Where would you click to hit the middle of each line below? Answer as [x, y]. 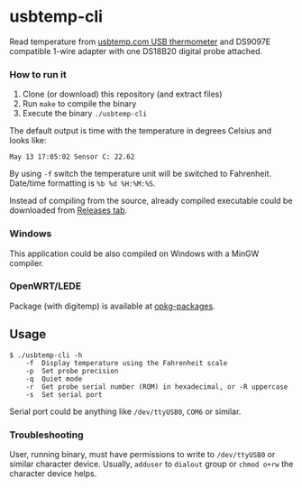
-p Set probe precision [72, 371]
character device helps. [53, 473]
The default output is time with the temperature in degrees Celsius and [141, 131]
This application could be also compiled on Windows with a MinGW [134, 253]
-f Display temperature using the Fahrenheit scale [127, 363]
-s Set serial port [64, 394]
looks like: [28, 141]
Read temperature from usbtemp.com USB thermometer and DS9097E [140, 41]
